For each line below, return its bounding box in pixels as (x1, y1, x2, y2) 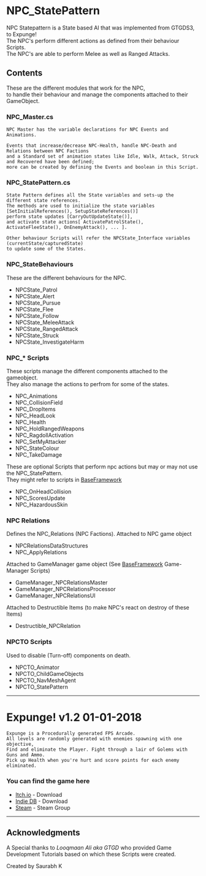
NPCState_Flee (15, 305, 54, 313)
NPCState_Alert (15, 292, 55, 300)
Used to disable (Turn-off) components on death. (6, 651, 131, 659)
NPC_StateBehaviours (6, 260, 74, 269)
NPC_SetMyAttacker (15, 438, 66, 445)
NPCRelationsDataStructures (15, 542, 88, 549)
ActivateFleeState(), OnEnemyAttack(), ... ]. (6, 225, 128, 231)
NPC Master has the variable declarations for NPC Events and (6, 126, 169, 133)
